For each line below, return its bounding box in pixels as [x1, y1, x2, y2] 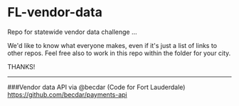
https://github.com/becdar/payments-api [7, 90, 127, 99]
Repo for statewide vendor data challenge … [7, 28, 137, 36]
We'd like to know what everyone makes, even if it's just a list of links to [7, 41, 218, 49]
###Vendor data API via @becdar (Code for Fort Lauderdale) [7, 83, 186, 91]
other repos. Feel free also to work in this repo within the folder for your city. [7, 49, 231, 57]
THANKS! [7, 62, 36, 71]
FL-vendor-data [7, 4, 103, 20]
